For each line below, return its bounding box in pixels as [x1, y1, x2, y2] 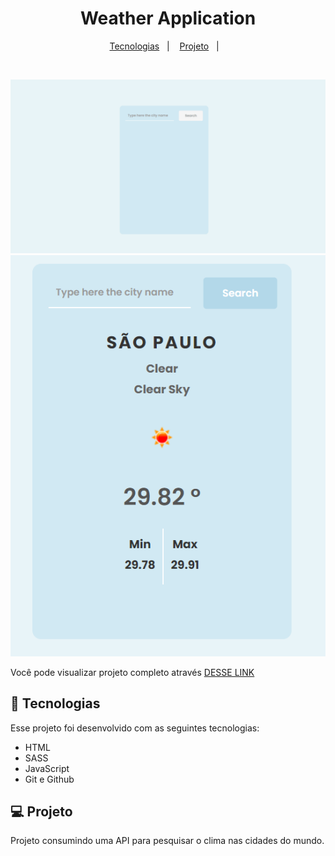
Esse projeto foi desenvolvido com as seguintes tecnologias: [10, 722, 260, 734]
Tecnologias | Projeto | [109, 40, 220, 52]
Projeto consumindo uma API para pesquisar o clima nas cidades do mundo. [10, 835, 325, 847]
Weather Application [79, 7, 257, 30]
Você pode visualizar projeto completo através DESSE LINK [10, 666, 255, 678]
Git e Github [24, 773, 75, 785]
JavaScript [24, 762, 70, 774]
